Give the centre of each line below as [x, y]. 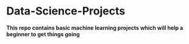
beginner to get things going [43, 34]
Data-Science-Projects [66, 11]
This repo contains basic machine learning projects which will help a [95, 28]
